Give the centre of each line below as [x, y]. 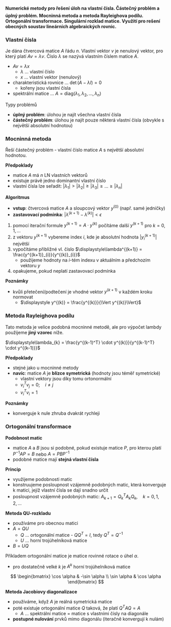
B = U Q [21, 545]
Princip [13, 470]
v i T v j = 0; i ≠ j [37, 385]
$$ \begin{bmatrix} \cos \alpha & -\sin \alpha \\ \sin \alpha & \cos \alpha [86, 576]
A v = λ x [21, 66]
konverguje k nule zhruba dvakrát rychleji [56, 413]
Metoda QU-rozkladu [28, 513]
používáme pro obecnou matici [45, 523]
